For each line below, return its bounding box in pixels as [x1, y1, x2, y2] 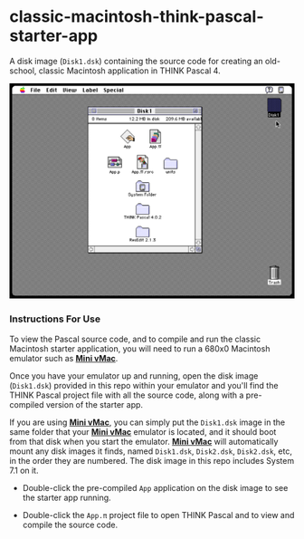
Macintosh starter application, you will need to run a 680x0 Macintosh [9, 342, 271, 354]
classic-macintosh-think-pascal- [9, 6, 264, 27]
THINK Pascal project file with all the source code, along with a [9, 390, 244, 400]
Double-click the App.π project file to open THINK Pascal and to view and [22, 509, 295, 520]
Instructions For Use [9, 313, 101, 325]
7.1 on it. [9, 465, 39, 476]
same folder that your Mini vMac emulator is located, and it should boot [9, 426, 277, 437]
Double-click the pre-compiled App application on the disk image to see [22, 482, 289, 493]
